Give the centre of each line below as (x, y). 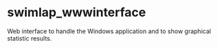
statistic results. (30, 38)
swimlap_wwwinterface (77, 13)
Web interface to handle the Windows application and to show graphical (109, 31)
